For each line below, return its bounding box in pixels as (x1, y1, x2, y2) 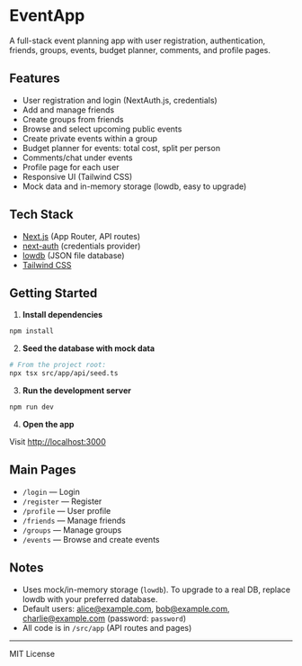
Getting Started (9, 285, 98, 301)
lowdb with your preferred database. (22, 593, 158, 604)
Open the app (22, 418, 75, 429)
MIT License (9, 648, 56, 659)
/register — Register (22, 496, 102, 507)
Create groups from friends (22, 113, 124, 124)
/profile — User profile (22, 505, 111, 516)
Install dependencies (22, 310, 103, 320)
